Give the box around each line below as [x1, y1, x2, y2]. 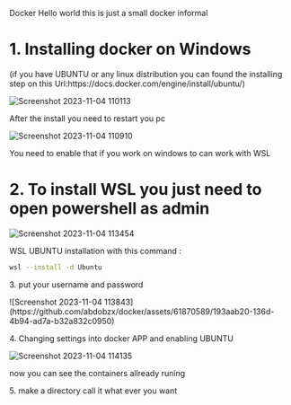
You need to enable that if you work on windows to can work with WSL [9, 147, 271, 158]
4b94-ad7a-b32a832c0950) [9, 315, 115, 326]
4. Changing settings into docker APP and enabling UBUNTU [9, 332, 234, 344]
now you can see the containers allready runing [9, 367, 186, 378]
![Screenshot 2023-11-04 [9, 296, 103, 307]
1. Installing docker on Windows [9, 40, 251, 59]
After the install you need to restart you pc [9, 112, 166, 124]
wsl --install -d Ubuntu [9, 262, 102, 272]
